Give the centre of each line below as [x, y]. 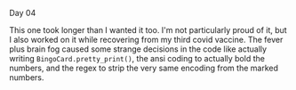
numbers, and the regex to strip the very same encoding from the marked [144, 68]
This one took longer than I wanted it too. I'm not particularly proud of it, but [148, 30]
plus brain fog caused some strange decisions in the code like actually [138, 49]
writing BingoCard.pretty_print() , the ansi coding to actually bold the [137, 58]
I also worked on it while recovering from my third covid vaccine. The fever [146, 40]
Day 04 [23, 13]
